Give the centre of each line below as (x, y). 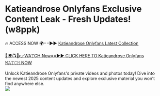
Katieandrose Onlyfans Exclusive (73, 9)
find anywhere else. (25, 83)
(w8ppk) (23, 30)
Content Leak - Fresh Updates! (68, 19)
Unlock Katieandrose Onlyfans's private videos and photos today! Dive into (80, 73)
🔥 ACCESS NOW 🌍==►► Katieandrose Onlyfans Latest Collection (72, 43)
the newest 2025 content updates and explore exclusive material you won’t (80, 78)
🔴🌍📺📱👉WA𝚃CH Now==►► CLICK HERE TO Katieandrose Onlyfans (75, 56)
